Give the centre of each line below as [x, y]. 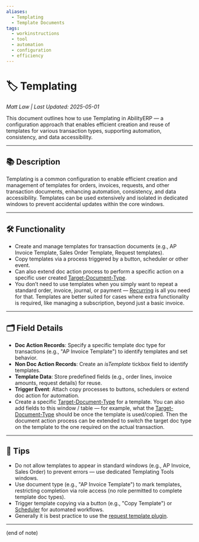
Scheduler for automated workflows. [59, 509]
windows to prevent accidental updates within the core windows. [85, 204]
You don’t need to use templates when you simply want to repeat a [96, 284]
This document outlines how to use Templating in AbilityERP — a [85, 118]
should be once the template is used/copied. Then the [121, 414]
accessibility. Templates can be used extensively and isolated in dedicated [97, 198]
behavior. [26, 358]
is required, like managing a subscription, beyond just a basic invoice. [99, 303]
